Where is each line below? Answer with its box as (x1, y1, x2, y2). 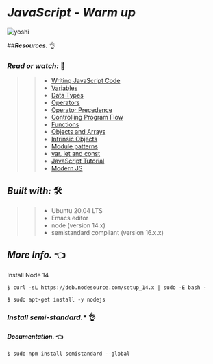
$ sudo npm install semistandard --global (7, 350, 130, 357)
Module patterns (51, 142, 98, 150)
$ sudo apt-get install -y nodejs (7, 296, 106, 303)
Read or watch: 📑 (7, 60, 66, 70)
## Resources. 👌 (7, 41, 56, 49)
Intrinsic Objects (51, 135, 98, 144)
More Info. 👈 (7, 249, 66, 261)
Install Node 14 (7, 271, 49, 279)
